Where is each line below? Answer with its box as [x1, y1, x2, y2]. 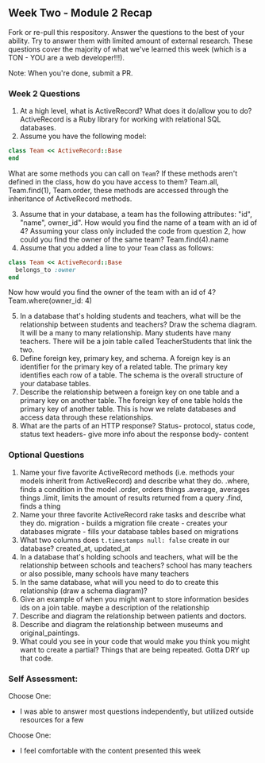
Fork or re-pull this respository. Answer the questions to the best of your [8, 27, 245, 37]
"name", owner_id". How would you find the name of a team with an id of [19, 218, 258, 227]
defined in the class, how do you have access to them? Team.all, [8, 176, 220, 186]
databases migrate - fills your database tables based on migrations [19, 526, 240, 536]
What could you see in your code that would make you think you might [19, 636, 251, 646]
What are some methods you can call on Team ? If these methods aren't [8, 168, 238, 178]
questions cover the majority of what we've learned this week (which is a [8, 44, 248, 54]
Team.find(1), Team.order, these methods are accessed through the [8, 185, 229, 195]
